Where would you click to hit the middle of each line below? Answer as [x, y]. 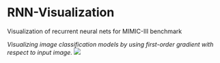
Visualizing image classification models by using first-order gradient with [110, 44]
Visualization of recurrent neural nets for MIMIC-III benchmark [95, 31]
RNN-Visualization [61, 13]
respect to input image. [40, 52]
